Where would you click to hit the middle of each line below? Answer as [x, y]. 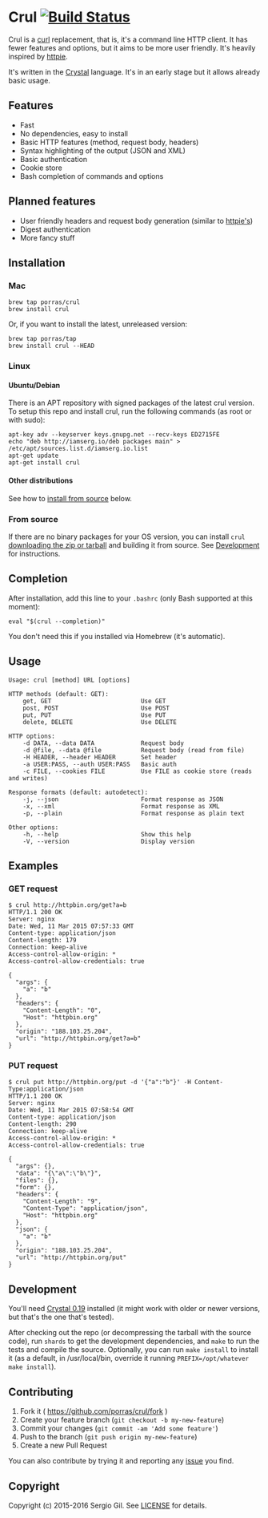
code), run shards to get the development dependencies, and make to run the [134, 1341]
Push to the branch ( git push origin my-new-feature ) [108, 1437]
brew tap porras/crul [44, 302]
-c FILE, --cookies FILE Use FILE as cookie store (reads [137, 771]
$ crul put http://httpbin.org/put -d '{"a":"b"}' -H [100, 1083]
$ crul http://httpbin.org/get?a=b [68, 905]
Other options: [34, 827]
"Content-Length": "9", [62, 1202]
